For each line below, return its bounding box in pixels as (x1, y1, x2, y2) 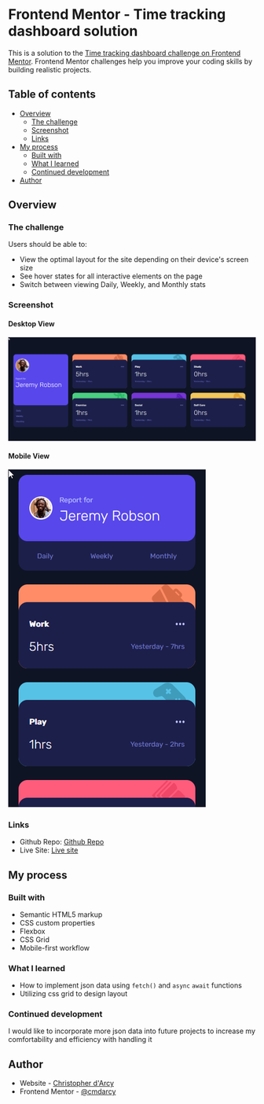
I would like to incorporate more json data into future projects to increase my (8, 1026, 256, 1036)
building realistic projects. (8, 64, 92, 74)
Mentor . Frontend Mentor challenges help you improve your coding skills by (8, 57, 253, 66)
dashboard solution (8, 22, 138, 40)
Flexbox (19, 926, 46, 936)
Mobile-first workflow (19, 943, 90, 952)
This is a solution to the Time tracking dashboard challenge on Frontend (8, 48, 241, 57)
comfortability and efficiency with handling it (8, 1035, 152, 1044)
